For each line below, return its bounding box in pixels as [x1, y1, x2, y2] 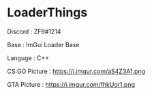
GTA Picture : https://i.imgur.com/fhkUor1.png [7, 80, 135, 88]
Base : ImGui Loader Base [7, 40, 80, 49]
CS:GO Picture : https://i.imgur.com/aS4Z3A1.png [7, 67, 145, 75]
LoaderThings [7, 5, 88, 21]
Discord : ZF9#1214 [7, 27, 61, 36]
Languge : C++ [7, 53, 50, 62]
